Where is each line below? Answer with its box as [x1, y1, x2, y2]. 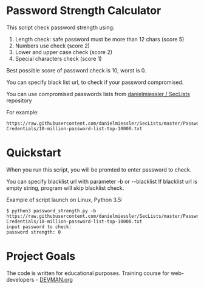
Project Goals [6, 249, 76, 263]
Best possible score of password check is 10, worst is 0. [6, 66, 147, 74]
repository [6, 97, 32, 104]
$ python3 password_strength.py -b [6, 207, 97, 214]
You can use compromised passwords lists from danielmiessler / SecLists [6, 90, 190, 97]
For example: [6, 108, 39, 116]
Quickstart [6, 146, 62, 160]
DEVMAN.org [39, 276, 73, 283]
